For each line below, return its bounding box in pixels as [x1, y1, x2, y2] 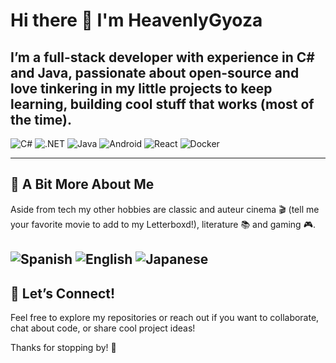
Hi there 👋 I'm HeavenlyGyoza [10, 9, 263, 32]
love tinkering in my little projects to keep [10, 80, 273, 97]
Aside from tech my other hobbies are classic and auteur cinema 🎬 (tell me [10, 203, 320, 215]
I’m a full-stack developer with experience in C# [10, 49, 315, 66]
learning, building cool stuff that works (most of [10, 95, 315, 113]
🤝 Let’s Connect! [10, 285, 116, 302]
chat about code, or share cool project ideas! [10, 322, 196, 334]
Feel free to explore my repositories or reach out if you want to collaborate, [10, 312, 320, 324]
